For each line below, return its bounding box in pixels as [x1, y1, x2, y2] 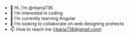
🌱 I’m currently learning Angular [10, 15, 76, 21]
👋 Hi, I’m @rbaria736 [10, 5, 53, 10]
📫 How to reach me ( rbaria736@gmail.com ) [10, 26, 102, 32]
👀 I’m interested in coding [10, 10, 63, 16]
